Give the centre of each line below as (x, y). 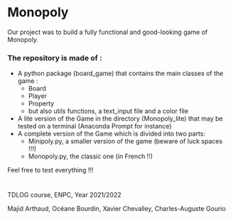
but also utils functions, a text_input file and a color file (108, 111)
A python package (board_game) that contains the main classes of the (120, 73)
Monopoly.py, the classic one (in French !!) (91, 156)
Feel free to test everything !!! (50, 170)
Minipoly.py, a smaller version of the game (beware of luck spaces (125, 141)
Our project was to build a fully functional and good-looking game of (108, 32)
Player (38, 96)
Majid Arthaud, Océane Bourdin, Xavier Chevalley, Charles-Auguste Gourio (116, 209)
